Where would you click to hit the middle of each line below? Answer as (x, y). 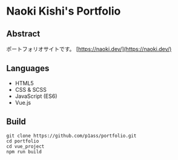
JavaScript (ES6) (36, 96)
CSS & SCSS (31, 89)
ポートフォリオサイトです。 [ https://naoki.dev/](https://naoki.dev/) (89, 49)
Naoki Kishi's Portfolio (64, 11)
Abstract (23, 34)
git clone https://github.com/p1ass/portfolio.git (71, 136)
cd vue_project (25, 146)
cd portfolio (23, 141)
